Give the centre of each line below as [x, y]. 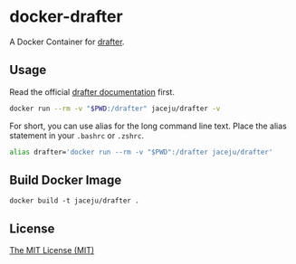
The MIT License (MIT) [52, 250]
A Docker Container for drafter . [67, 42]
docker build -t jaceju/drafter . [75, 201]
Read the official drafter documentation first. [92, 91]
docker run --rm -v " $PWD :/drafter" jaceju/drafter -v [115, 108]
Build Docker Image [66, 179]
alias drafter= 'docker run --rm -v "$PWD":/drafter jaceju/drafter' [141, 152]
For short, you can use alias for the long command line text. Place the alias [148, 126]
